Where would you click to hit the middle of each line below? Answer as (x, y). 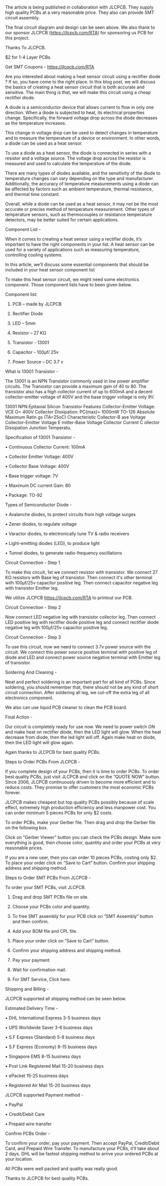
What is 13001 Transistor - (32, 371)
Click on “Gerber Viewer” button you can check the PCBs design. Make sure (83, 837)
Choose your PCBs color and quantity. (51, 907)
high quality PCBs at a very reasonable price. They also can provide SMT (80, 12)
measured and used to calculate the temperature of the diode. (69, 163)
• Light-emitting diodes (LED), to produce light (53, 543)
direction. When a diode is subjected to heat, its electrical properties (75, 112)
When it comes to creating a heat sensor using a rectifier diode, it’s (74, 239)
